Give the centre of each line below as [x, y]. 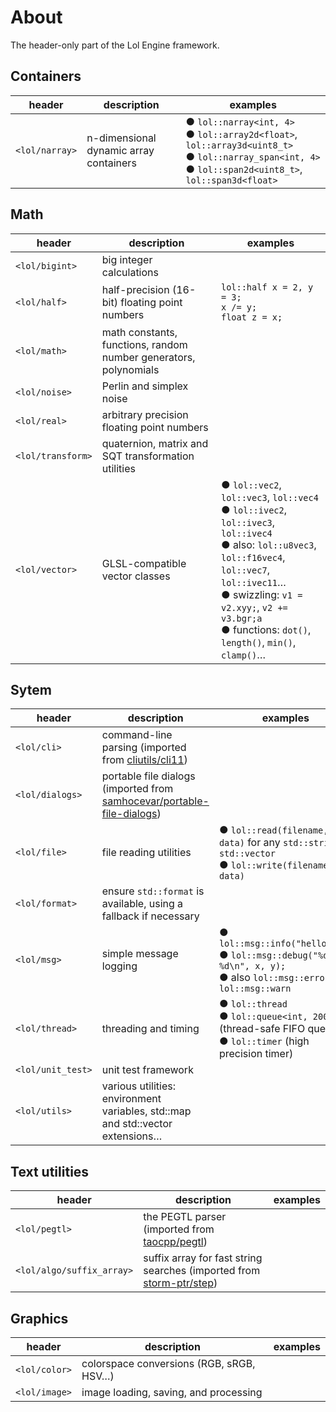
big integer [127, 259]
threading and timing [150, 1029]
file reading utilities [146, 853]
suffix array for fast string [203, 1258]
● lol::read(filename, [273, 830]
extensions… [132, 1136]
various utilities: [139, 1086]
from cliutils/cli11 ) [144, 760]
